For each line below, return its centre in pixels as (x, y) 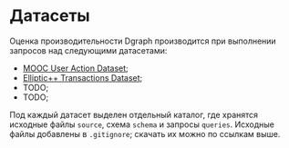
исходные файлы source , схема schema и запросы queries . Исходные (142, 124)
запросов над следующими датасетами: (88, 50)
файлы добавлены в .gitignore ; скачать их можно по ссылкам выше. (145, 133)
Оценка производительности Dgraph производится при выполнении (143, 41)
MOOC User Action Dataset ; (76, 68)
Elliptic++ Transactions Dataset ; (83, 77)
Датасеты (50, 16)
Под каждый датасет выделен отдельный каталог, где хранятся (134, 114)
